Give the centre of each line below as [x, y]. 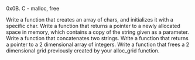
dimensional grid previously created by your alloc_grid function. [83, 51]
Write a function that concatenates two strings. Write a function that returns [97, 38]
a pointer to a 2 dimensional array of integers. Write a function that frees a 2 [98, 44]
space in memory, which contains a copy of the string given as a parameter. [97, 32]
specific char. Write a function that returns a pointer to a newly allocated [93, 26]
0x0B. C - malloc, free [33, 8]
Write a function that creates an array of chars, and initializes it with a [90, 20]
